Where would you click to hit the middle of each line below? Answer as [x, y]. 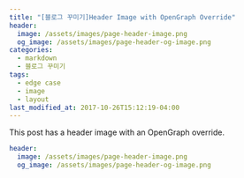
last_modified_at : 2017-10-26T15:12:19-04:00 [94, 108]
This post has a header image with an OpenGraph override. [117, 132]
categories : [31, 50]
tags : [19, 75]
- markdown [37, 58]
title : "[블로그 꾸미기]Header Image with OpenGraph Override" [122, 17]
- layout [33, 99]
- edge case [39, 83]
